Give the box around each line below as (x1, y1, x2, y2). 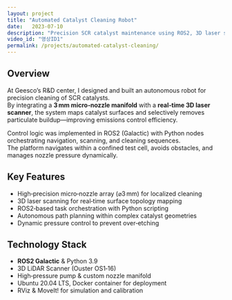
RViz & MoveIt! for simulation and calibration (17, 286, 144, 294)
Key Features (7, 171, 66, 183)
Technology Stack (7, 239, 87, 251)
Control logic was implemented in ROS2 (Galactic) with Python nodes (7, 129, 204, 137)
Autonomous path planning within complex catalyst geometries (17, 212, 197, 220)
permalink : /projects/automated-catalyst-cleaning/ (7, 42, 159, 49)
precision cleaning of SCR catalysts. (7, 93, 110, 102)
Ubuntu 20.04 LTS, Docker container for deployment (17, 279, 167, 288)
